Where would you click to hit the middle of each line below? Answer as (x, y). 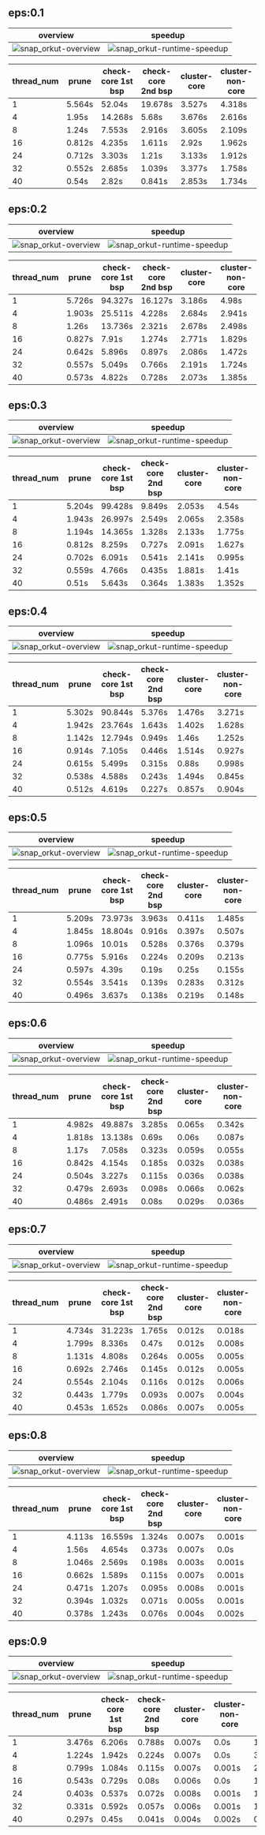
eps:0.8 (28, 1435)
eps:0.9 (28, 1641)
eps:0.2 (28, 209)
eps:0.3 (28, 405)
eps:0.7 (27, 1230)
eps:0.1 (26, 13)
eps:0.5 (28, 817)
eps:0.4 (28, 611)
